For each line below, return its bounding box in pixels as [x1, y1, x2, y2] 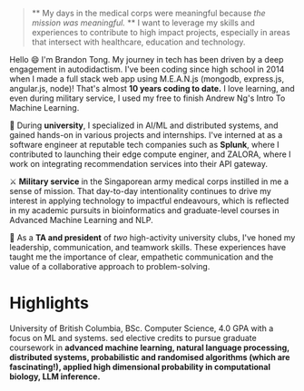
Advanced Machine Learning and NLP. [9, 215, 154, 225]
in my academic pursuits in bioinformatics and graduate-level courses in [9, 205, 279, 216]
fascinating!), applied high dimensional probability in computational [9, 361, 270, 372]
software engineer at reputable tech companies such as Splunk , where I [9, 140, 279, 150]
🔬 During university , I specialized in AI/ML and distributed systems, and [9, 120, 279, 131]
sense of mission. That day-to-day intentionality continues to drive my [9, 186, 272, 196]
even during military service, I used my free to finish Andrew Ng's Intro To [9, 93, 286, 103]
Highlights [9, 293, 89, 314]
